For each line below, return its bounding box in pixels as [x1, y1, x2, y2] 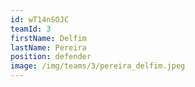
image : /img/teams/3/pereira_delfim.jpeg [10, 61, 186, 71]
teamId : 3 [10, 24, 52, 34]
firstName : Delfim [10, 33, 87, 43]
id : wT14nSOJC [10, 14, 70, 25]
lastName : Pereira [10, 42, 87, 53]
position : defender [10, 52, 92, 62]
